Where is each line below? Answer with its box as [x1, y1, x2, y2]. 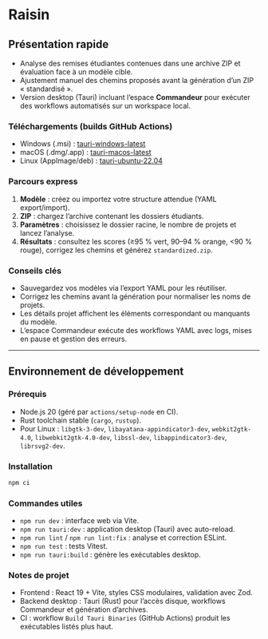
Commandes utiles [8, 498, 83, 509]
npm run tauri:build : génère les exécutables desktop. [19, 550, 201, 560]
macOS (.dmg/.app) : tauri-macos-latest [19, 148, 152, 157]
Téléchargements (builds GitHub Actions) [8, 121, 173, 132]
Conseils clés [8, 265, 62, 276]
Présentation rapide [8, 38, 109, 51]
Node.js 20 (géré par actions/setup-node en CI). [19, 407, 179, 416]
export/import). [19, 202, 70, 212]
